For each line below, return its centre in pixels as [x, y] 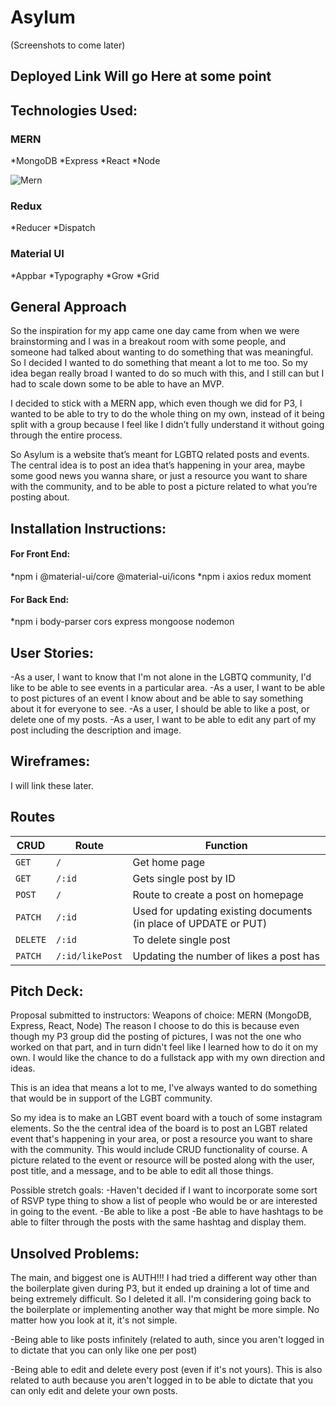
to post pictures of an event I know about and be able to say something [157, 698]
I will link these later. [52, 785]
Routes [33, 817]
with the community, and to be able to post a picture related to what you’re [164, 487]
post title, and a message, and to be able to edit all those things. [142, 1171]
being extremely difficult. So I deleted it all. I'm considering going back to [161, 1299]
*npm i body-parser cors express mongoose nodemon [122, 622]
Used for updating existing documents [222, 911]
